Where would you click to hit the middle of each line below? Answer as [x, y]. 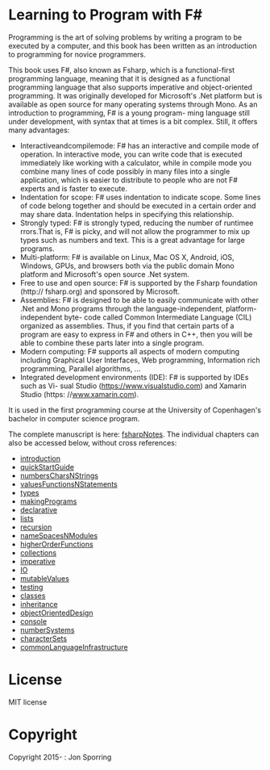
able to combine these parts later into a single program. [112, 343]
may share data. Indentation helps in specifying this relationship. [127, 214]
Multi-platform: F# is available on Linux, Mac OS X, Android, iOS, [127, 257]
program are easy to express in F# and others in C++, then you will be [136, 334]
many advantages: [39, 130]
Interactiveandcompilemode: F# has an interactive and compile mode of [139, 145]
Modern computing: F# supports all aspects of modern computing [130, 351]
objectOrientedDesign [56, 613]
